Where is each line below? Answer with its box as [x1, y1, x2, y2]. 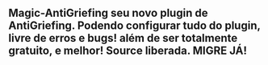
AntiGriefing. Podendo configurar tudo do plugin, [8, 19, 261, 33]
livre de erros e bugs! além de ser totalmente [8, 31, 238, 45]
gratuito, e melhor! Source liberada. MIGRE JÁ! [8, 44, 248, 58]
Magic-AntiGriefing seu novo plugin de [8, 6, 208, 20]
